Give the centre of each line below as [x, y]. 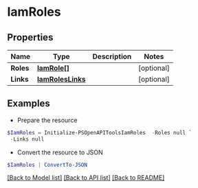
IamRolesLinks [61, 79]
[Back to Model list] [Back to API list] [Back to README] [86, 178]
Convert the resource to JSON [60, 152]
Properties [30, 37]
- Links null [27, 139]
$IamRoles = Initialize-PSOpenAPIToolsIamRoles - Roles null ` [100, 132]
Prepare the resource [47, 120]
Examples [29, 104]
